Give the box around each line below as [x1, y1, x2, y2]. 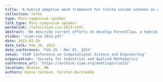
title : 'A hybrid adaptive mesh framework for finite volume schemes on [5, 7, 155, 12]
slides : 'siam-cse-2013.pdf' [5, 34, 64, 39]
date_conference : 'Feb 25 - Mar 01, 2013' [5, 47, 92, 52]
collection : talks [5, 12, 42, 16]
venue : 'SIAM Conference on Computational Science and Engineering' [5, 52, 147, 57]
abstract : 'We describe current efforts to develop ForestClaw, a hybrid [5, 29, 158, 34]
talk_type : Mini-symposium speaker [5, 20, 77, 26]
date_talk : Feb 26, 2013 [5, 43, 55, 48]
